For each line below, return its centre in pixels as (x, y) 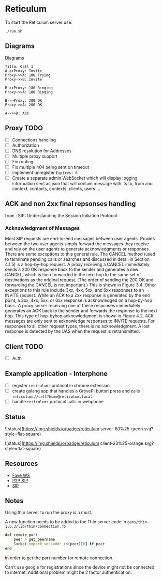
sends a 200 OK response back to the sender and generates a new (72, 269)
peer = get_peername (34, 540)
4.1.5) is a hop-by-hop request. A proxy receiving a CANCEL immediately (77, 265)
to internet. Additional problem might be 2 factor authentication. (68, 572)
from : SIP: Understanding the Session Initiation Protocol (61, 215)
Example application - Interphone (56, 374)
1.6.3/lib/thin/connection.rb (36, 527)
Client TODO (24, 347)
